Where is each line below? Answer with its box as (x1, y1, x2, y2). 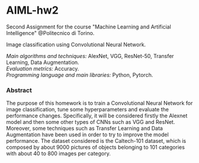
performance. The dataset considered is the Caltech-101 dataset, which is (6, 138, 187, 145)
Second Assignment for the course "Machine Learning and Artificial (6, 23, 172, 30)
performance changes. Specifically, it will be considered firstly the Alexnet (6, 112, 188, 119)
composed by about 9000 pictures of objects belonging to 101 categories (6, 143, 185, 151)
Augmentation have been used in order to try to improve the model (6, 131, 169, 138)
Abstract (6, 86, 33, 94)
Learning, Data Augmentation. (6, 59, 79, 66)
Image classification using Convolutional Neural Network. (6, 41, 146, 48)
